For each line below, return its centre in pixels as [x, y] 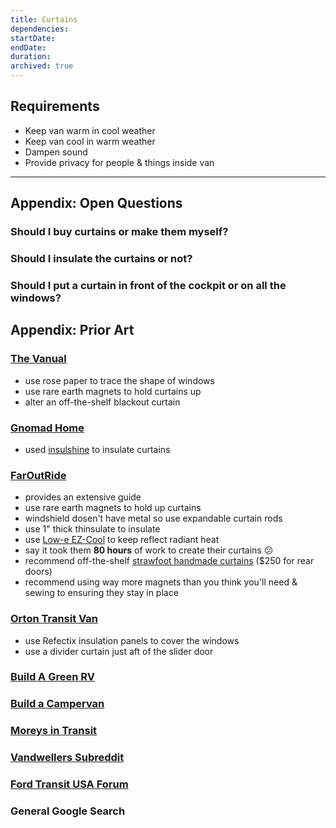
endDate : [28, 47]
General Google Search [68, 811]
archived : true [42, 66]
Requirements [55, 106]
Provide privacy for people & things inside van [119, 162]
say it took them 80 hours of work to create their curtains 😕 [149, 550]
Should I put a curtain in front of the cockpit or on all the [148, 285]
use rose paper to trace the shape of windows [119, 380]
